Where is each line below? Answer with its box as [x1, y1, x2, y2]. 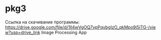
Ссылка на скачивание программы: [5, 19, 80, 25]
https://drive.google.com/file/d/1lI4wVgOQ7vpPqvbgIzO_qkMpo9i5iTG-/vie [5, 24, 156, 30]
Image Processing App [41, 29, 87, 35]
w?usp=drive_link [5, 29, 40, 35]
